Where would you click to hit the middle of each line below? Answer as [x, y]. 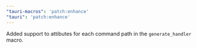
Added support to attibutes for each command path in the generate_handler [99, 33]
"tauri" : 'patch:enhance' [38, 17]
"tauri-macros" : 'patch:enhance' [48, 11]
